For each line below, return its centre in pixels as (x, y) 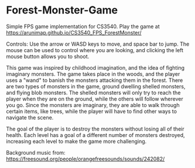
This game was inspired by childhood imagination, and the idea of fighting (95, 67)
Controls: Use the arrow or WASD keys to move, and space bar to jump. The (98, 44)
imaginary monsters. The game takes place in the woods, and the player (93, 74)
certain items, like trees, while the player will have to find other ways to (92, 111)
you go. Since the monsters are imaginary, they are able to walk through (93, 105)
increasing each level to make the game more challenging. (76, 141)
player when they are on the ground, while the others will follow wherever (95, 99)
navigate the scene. (30, 117)
